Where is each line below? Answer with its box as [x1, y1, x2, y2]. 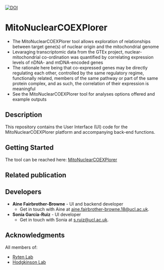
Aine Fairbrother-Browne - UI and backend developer [12, 201, 123, 207]
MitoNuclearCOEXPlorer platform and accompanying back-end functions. [5, 129, 156, 135]
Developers [5, 188, 42, 196]
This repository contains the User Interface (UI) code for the [5, 124, 128, 130]
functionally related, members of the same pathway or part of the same [12, 75, 159, 81]
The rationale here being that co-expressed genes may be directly [12, 64, 148, 70]
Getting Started [5, 144, 54, 152]
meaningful [12, 86, 36, 92]
